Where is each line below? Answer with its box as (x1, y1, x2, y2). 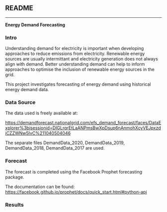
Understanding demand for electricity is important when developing (5, 46, 144, 52)
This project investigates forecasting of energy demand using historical (5, 81, 151, 87)
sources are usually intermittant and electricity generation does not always (5, 56, 158, 62)
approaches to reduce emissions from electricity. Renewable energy (5, 51, 145, 56)
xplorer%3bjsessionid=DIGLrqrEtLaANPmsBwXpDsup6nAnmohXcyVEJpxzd (5, 125, 162, 131)
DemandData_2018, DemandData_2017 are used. (5, 145, 105, 151)
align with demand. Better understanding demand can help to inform (5, 61, 145, 67)
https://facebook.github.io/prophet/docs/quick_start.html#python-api (5, 189, 148, 195)
